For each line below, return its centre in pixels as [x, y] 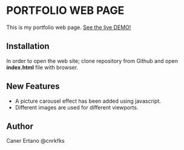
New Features [33, 86]
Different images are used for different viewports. [77, 107]
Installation [28, 46]
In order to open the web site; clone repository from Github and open [92, 60]
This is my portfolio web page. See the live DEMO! [69, 27]
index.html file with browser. [42, 67]
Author [20, 126]
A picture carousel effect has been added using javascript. [88, 101]
